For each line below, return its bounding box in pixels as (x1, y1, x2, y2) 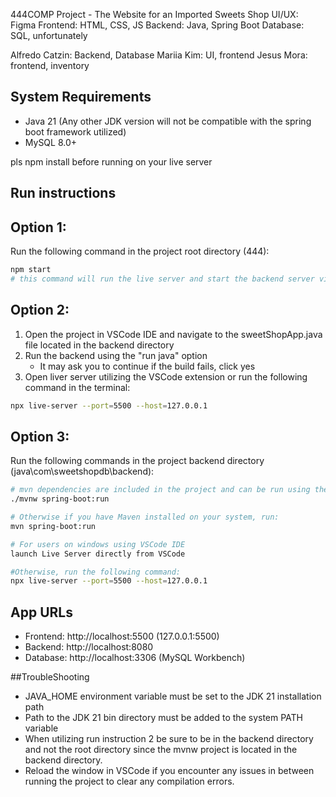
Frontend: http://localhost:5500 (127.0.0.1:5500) (24, 630, 220, 643)
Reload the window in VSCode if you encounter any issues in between (24, 765, 315, 777)
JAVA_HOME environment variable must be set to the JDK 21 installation (24, 690, 322, 703)
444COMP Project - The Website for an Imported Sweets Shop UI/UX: (10, 9, 299, 20)
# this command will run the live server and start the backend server (10, 274, 315, 284)
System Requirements (10, 89, 152, 106)
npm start (10, 265, 52, 275)
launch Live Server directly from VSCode (10, 549, 186, 559)
